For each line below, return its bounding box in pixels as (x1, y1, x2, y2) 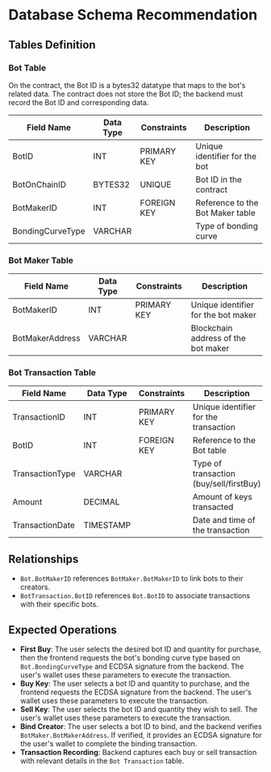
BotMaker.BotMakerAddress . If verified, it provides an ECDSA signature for (19, 730, 262, 740)
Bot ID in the (195, 174, 242, 185)
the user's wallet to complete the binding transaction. (19, 739, 198, 749)
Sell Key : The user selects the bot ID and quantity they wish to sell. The (19, 705, 258, 715)
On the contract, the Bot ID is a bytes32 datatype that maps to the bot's (8, 80, 246, 90)
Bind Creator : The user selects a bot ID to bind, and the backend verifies (19, 722, 262, 732)
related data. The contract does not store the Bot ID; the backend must (8, 89, 244, 99)
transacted (192, 501, 234, 513)
